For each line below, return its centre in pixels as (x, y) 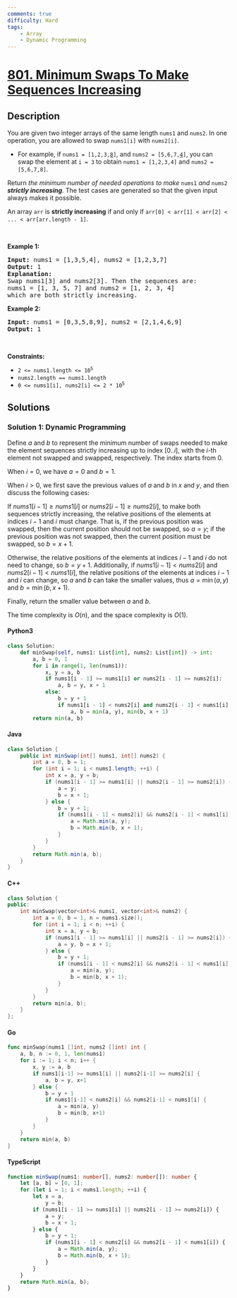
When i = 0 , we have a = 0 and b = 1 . (62, 471)
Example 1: (24, 246)
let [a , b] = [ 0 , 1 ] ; (51, 1184)
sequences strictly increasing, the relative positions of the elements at (109, 513)
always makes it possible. (44, 198)
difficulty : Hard (33, 20)
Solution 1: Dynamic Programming (67, 427)
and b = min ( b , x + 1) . (38, 588)
